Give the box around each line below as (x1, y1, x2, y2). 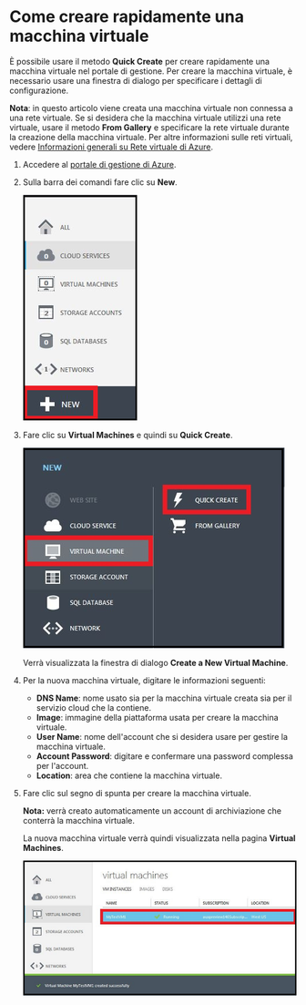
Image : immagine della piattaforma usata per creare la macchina (36, 712, 280, 723)
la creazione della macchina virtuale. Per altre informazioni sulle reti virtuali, (9, 131, 293, 142)
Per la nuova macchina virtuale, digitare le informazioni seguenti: (22, 674, 266, 685)
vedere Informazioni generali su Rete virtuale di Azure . (9, 141, 214, 152)
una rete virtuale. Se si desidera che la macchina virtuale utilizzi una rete (9, 112, 281, 123)
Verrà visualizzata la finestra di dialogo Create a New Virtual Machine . (22, 657, 289, 668)
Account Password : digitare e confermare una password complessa (36, 750, 294, 762)
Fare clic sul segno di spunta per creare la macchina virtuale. (22, 787, 252, 798)
